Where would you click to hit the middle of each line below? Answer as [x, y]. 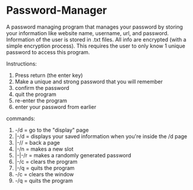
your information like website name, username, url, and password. [88, 33]
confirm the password [42, 88]
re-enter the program [41, 100]
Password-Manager [57, 10]
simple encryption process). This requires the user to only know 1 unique [96, 46]
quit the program [36, 94]
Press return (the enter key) [49, 75]
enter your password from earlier [56, 107]
